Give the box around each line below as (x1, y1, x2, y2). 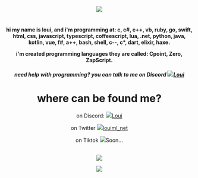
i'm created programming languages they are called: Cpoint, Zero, (16, 50, 183, 58)
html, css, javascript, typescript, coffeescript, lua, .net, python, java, (12, 33, 186, 40)
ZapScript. (86, 56, 113, 64)
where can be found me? (37, 91, 162, 105)
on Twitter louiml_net (70, 124, 128, 131)
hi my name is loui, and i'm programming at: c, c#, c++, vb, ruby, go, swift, (6, 26, 193, 33)
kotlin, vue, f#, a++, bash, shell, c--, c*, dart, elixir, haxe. (28, 39, 171, 46)
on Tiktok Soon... (76, 136, 123, 144)
